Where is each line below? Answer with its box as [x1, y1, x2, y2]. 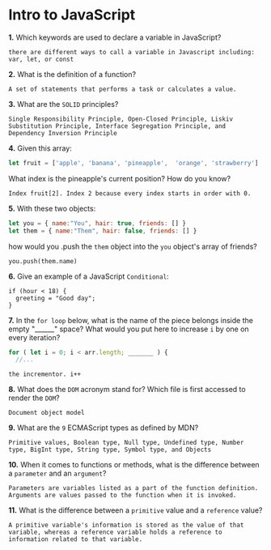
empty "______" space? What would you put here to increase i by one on [8, 324, 249, 334]
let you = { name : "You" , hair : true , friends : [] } [8, 219, 186, 228]
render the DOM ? [8, 393, 61, 403]
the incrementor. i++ [8, 370, 82, 378]
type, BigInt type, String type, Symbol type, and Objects [8, 446, 212, 454]
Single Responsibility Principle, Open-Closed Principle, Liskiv [8, 115, 233, 123]
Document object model [8, 409, 85, 417]
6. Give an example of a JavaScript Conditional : [8, 271, 169, 281]
